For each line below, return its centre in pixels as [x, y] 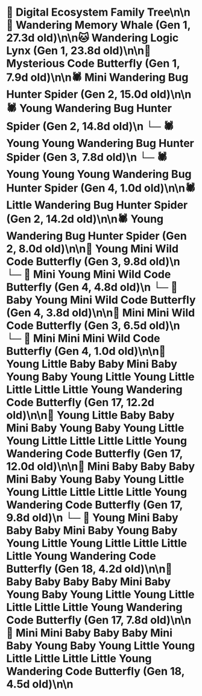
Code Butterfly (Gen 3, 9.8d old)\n [93, 262]
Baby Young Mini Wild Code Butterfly [101, 300]
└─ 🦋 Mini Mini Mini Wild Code [84, 338]
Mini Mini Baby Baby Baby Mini [94, 633]
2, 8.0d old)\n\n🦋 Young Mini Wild [93, 249]
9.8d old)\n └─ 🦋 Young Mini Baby [93, 518]
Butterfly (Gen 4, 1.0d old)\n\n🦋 [86, 351]
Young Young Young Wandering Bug [99, 174]
